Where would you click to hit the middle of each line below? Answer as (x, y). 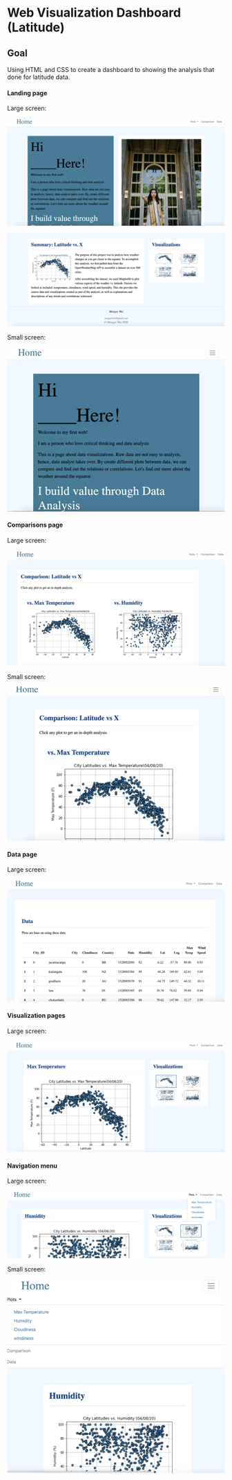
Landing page (27, 93)
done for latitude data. (39, 77)
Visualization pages (36, 1015)
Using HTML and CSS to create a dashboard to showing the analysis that (111, 70)
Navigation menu (32, 1165)
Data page (22, 854)
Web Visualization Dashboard (94, 13)
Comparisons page (35, 525)
